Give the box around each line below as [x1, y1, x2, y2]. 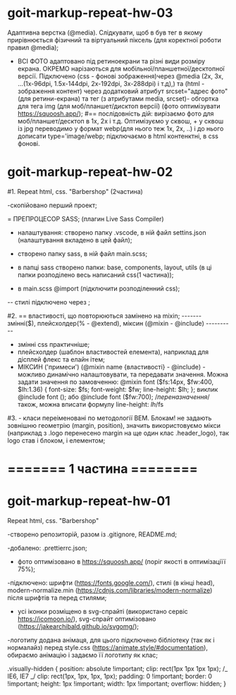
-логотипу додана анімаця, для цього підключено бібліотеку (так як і [7, 636, 215, 644]
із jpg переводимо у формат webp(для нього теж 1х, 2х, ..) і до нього [17, 124, 224, 133]
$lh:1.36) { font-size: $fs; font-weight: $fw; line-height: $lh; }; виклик [17, 385, 218, 393]
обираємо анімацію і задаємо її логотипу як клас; [7, 651, 159, 659]
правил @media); [7, 43, 59, 51]
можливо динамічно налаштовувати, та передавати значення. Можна [17, 370, 229, 379]
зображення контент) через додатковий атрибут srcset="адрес [17, 87, 209, 95]
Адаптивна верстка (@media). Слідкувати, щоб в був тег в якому [7, 28, 203, 37]
